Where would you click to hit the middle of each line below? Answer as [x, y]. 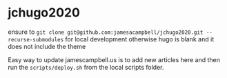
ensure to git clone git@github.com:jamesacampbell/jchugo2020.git [106, 32]
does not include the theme [47, 46]
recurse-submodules [36, 39]
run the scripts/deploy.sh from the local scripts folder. [86, 67]
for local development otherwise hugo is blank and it [140, 39]
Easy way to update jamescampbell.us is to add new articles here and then [114, 59]
